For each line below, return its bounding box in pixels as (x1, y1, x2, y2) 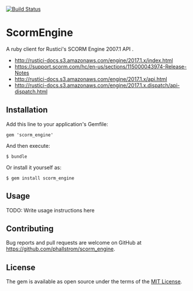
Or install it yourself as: (6, 164, 61, 171)
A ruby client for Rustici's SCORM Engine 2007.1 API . (6, 45, 134, 52)
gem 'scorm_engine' (6, 132, 54, 138)
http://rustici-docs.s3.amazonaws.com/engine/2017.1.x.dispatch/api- (14, 82, 180, 89)
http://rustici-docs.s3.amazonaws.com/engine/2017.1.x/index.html (14, 56, 174, 64)
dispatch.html (14, 88, 48, 95)
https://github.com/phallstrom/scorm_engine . (6, 245, 115, 252)
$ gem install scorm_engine (6, 175, 75, 181)
